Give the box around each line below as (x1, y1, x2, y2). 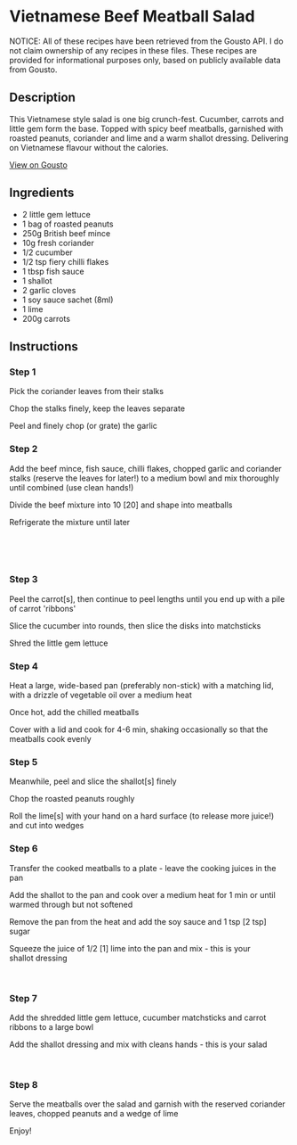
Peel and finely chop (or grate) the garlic (9, 421, 158, 432)
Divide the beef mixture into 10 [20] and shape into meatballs (9, 499, 233, 510)
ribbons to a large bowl (9, 1022, 94, 1033)
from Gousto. (9, 64, 58, 75)
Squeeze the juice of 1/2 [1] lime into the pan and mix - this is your (9, 943, 251, 953)
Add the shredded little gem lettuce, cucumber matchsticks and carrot (9, 1012, 267, 1023)
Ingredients (9, 185, 75, 201)
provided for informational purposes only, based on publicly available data (9, 54, 282, 65)
